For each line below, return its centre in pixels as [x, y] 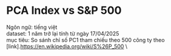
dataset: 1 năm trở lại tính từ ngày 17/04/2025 [63, 33]
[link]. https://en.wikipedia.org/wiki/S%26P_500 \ [67, 46]
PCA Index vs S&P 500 [64, 11]
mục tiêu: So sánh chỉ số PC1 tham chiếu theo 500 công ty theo [85, 40]
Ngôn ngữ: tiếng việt [32, 27]
